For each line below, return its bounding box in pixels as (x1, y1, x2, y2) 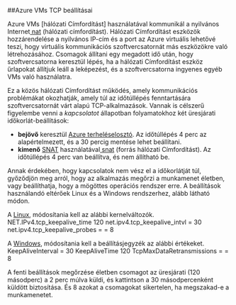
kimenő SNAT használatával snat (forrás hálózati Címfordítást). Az (17, 145, 211, 153)
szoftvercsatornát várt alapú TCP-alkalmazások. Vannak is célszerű (7, 101, 205, 109)
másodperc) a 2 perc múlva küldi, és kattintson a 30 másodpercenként (7, 276, 214, 284)
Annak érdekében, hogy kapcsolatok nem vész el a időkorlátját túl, (7, 167, 202, 174)
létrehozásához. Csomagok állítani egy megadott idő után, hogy (7, 50, 193, 58)
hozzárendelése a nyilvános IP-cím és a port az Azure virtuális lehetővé (7, 35, 216, 43)
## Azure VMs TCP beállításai (7, 6, 93, 14)
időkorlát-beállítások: (7, 116, 69, 125)
